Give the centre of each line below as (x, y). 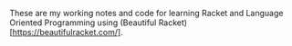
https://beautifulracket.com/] (67, 32)
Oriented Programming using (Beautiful (83, 23)
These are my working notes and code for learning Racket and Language (146, 13)
